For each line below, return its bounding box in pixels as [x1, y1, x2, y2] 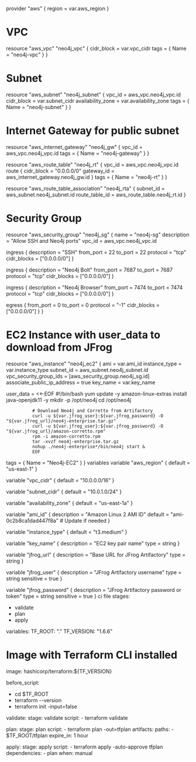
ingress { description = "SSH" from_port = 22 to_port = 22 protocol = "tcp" [6, 249, 187, 256]
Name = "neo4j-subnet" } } [6, 103, 71, 110]
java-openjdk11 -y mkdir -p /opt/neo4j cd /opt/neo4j [6, 396, 132, 404]
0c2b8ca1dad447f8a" [6, 517, 59, 524]
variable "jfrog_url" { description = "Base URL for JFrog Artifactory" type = [6, 551, 186, 558]
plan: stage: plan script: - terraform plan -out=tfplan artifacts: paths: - [6, 726, 174, 733]
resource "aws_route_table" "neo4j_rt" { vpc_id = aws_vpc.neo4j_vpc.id [6, 161, 178, 168]
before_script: [6, 679, 40, 686]
